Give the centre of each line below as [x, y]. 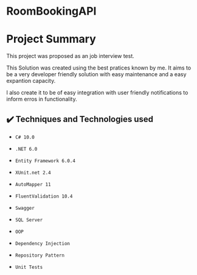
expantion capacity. [31, 81]
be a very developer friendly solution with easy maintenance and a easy [96, 74]
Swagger [25, 208]
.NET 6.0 [26, 149]
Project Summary [51, 39]
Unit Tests [29, 267]
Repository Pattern [40, 255]
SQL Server [29, 220]
